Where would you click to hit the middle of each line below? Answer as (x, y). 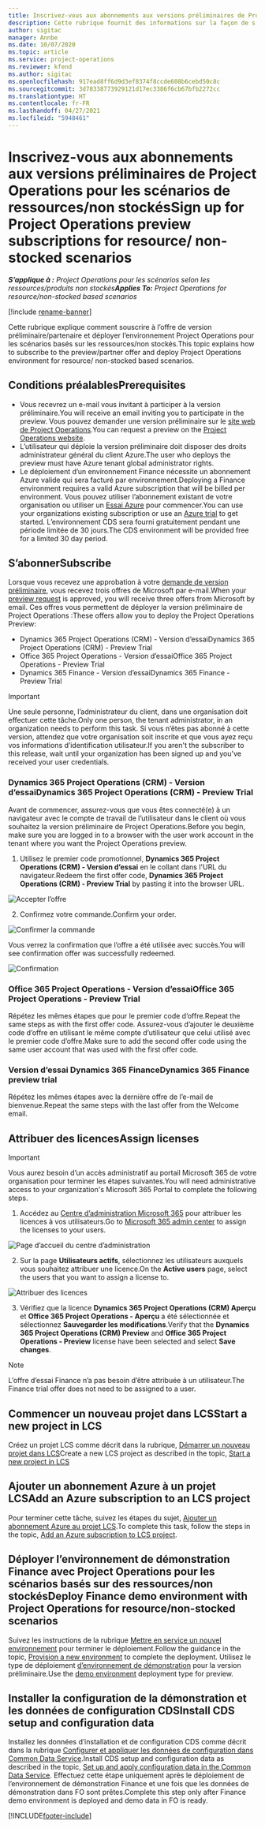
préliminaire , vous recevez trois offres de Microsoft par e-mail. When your (127, 591)
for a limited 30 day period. (63, 538)
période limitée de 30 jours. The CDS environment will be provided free (134, 530)
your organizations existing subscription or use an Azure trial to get (129, 513)
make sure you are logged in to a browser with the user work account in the (131, 835)
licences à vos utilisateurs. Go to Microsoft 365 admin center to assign (133, 1222)
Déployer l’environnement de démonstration (119, 1559)
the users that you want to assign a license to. (94, 1277)
